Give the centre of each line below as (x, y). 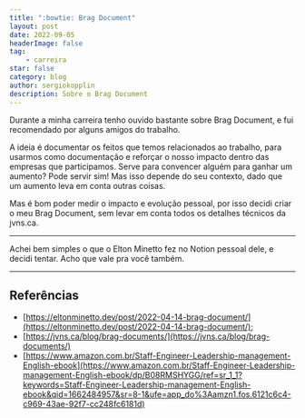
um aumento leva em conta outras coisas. (88, 185)
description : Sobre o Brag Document (79, 94)
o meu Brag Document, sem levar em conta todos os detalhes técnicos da (148, 213)
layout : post (34, 26)
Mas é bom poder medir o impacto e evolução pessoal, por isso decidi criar (151, 203)
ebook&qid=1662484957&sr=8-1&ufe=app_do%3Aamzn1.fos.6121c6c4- (157, 394)
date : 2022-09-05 (42, 35)
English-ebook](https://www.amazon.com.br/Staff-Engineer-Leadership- (159, 365)
